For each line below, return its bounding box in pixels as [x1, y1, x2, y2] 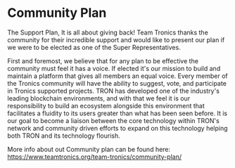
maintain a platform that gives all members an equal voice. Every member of [7, 72, 228, 80]
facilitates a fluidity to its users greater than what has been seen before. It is [7, 109, 227, 117]
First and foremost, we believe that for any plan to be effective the [7, 56, 199, 65]
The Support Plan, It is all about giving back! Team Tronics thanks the [7, 28, 209, 37]
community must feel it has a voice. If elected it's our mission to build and [7, 64, 221, 72]
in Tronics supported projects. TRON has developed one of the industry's [7, 86, 220, 95]
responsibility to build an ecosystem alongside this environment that [7, 101, 205, 110]
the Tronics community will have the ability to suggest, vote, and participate [7, 79, 227, 87]
